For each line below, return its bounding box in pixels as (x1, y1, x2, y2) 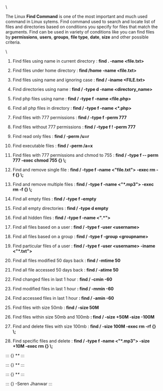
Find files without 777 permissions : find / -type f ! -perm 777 (12, 124, 136, 130)
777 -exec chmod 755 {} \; (12, 157, 67, 163)
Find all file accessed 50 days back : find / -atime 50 (12, 267, 119, 272)
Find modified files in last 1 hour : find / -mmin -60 (12, 286, 114, 291)
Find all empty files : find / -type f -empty (12, 196, 97, 202)
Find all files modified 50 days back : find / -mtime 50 (12, 257, 121, 263)
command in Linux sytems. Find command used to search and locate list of (5, 19, 156, 24)
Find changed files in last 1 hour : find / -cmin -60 (12, 276, 113, 282)
